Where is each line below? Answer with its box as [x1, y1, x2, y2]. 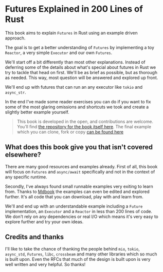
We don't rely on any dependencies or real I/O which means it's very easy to [5, 214, 159, 219]
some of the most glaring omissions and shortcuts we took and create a [5, 104, 149, 110]
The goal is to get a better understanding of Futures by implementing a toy [5, 44, 155, 50]
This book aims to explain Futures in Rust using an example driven [5, 30, 138, 36]
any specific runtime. [5, 174, 48, 180]
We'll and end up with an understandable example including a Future [5, 203, 143, 209]
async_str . [5, 89, 26, 95]
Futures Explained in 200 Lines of [5, 3, 143, 15]
